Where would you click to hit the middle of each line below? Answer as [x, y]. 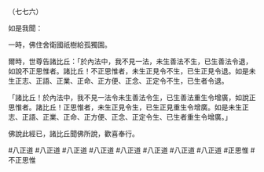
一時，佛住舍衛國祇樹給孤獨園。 [60, 45]
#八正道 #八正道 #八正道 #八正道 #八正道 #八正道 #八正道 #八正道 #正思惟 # [132, 150]
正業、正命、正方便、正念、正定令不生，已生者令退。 [142, 81]
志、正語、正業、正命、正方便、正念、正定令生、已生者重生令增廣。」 [120, 117]
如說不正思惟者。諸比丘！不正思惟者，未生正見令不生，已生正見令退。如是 [128, 71]
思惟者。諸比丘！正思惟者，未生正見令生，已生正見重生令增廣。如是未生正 [128, 107]
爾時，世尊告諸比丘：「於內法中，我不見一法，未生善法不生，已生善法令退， [130, 61]
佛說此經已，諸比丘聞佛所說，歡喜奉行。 [73, 134]
